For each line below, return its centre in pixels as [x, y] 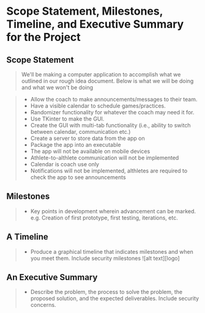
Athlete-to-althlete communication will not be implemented [105, 158]
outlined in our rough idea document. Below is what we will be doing [107, 81]
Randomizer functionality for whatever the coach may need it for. [112, 112]
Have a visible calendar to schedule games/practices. [98, 106]
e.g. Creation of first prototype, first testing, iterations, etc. [104, 218]
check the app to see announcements [78, 177]
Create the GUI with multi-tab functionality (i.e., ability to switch [110, 125]
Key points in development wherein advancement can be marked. [113, 211]
